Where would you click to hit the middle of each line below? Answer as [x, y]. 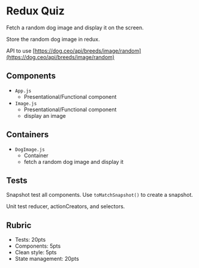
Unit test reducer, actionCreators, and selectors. [66, 206]
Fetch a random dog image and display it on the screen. [75, 28]
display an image [45, 115]
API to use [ [20, 51]
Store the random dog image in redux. [53, 39]
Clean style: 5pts [36, 252]
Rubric [19, 225]
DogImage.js [30, 150]
